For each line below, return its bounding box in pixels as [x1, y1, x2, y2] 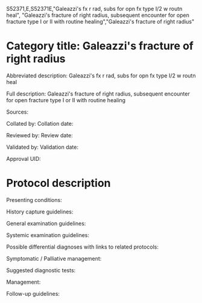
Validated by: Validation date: [6, 143, 78, 151]
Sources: [6, 108, 29, 116]
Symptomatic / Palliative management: [6, 255, 102, 262]
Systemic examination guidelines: [6, 231, 89, 238]
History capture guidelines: [6, 208, 74, 215]
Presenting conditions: [6, 196, 62, 203]
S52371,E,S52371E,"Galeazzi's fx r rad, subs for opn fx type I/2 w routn [6, 5, 183, 12]
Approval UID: [6, 155, 41, 162]
